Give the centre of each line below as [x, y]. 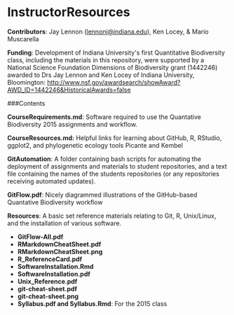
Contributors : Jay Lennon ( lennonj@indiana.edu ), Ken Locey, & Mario [108, 31]
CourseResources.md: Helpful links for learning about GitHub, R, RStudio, [115, 138]
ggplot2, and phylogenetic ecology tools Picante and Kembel [95, 145]
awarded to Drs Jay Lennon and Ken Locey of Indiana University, [101, 75]
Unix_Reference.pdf [47, 281]
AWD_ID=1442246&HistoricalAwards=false [69, 90]
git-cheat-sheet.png [48, 296]
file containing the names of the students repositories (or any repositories [113, 174]
